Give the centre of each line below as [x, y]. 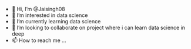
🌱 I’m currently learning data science [56, 21]
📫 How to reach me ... [39, 40]
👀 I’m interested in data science [50, 15]
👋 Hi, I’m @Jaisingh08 [38, 9]
